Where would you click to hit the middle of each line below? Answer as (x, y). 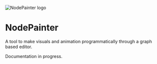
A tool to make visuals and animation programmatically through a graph (79, 41)
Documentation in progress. (34, 56)
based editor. (19, 47)
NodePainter (32, 28)
